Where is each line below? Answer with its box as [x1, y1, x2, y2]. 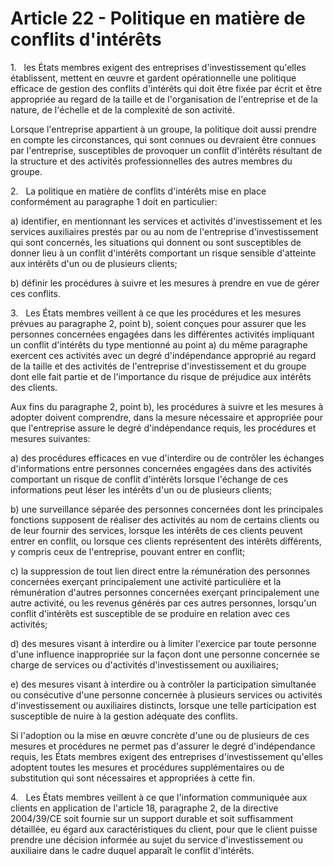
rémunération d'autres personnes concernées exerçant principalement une [10, 586, 320, 598]
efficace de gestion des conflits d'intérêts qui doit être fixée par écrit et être [10, 82, 323, 94]
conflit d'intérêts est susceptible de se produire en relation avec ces [10, 607, 290, 619]
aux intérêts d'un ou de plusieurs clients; [10, 257, 178, 269]
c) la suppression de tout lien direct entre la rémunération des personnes [10, 565, 311, 577]
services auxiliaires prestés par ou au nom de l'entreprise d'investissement [10, 225, 319, 237]
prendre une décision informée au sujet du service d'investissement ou [10, 833, 303, 846]
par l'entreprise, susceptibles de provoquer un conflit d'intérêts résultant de [10, 144, 323, 156]
